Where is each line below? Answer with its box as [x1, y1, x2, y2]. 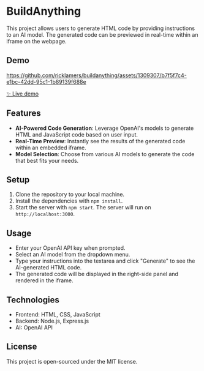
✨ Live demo [6, 90, 39, 97]
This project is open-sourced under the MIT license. [6, 358, 138, 365]
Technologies [6, 294, 60, 305]
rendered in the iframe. [15, 277, 74, 284]
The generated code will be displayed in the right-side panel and [15, 271, 179, 278]
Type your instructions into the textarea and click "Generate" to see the [15, 257, 195, 264]
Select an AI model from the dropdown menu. [15, 251, 130, 258]
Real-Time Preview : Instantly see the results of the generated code [15, 137, 186, 144]
